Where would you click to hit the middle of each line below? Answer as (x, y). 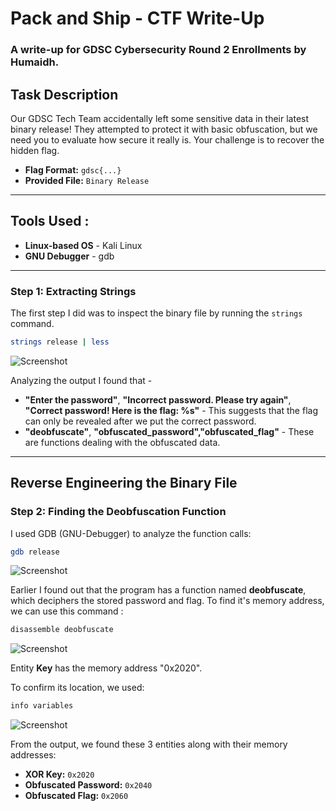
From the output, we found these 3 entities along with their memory (149, 744)
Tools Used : (50, 221)
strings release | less (60, 342)
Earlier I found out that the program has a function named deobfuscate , (158, 590)
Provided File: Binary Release (87, 180)
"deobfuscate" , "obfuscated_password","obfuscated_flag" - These (169, 431)
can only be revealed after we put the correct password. (140, 421)
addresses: (33, 755)
